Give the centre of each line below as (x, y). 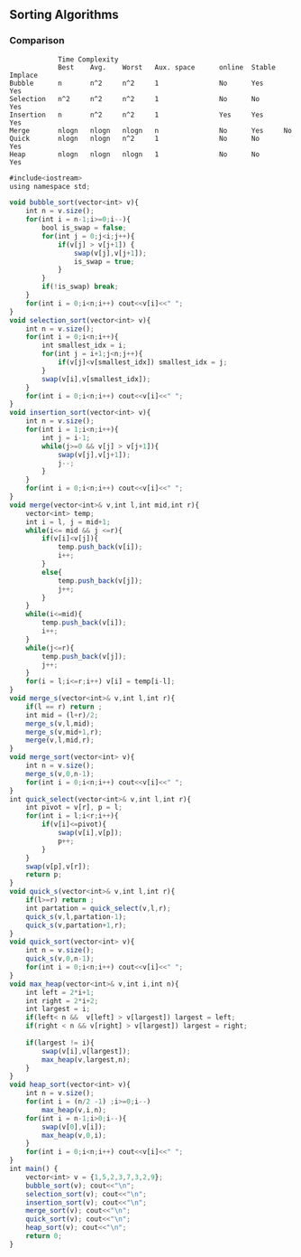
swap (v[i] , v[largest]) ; (86, 1051)
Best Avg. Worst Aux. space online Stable (167, 67)
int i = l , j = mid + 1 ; (68, 522)
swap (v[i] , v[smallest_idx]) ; (96, 379)
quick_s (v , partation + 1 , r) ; (76, 925)
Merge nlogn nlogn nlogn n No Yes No (151, 130)
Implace (24, 75)
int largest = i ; (58, 1009)
